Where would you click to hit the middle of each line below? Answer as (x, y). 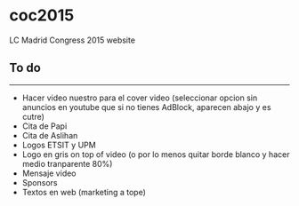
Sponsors (40, 182)
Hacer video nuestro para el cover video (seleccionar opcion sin (140, 98)
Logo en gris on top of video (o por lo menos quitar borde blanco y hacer (156, 154)
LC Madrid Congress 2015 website (73, 40)
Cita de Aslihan (50, 135)
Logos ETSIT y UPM (59, 145)
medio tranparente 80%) (67, 163)
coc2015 (42, 16)
